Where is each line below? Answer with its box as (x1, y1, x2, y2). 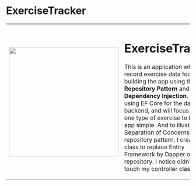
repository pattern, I (124, 136, 179, 144)
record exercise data (124, 70, 181, 78)
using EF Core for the (124, 99, 183, 107)
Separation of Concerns (124, 128, 190, 136)
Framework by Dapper (124, 150, 185, 159)
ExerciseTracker (6, 4, 86, 17)
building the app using (124, 78, 185, 86)
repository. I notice (124, 157, 176, 166)
